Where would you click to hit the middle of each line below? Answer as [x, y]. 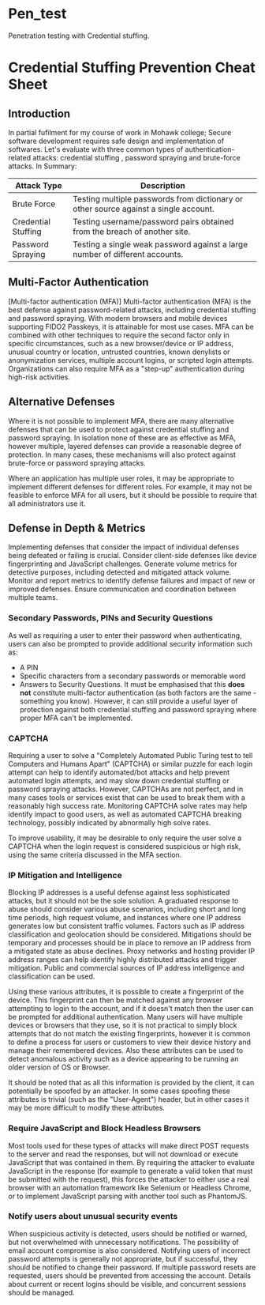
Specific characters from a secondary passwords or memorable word [132, 676]
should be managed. [41, 1292]
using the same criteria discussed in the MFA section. [95, 854]
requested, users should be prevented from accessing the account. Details [129, 1275]
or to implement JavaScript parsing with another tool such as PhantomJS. [128, 1196]
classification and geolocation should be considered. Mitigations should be [130, 934]
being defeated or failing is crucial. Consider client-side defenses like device [132, 556]
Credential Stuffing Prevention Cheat [132, 68]
